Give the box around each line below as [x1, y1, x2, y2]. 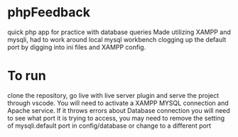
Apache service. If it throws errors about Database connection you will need [7, 106, 231, 114]
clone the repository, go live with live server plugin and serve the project [7, 91, 220, 99]
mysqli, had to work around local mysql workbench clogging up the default [7, 35, 227, 43]
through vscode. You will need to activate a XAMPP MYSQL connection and [7, 99, 229, 107]
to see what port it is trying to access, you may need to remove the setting [7, 114, 225, 122]
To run [7, 68, 46, 84]
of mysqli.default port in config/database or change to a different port [7, 121, 212, 130]
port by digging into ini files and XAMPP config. [7, 43, 146, 51]
